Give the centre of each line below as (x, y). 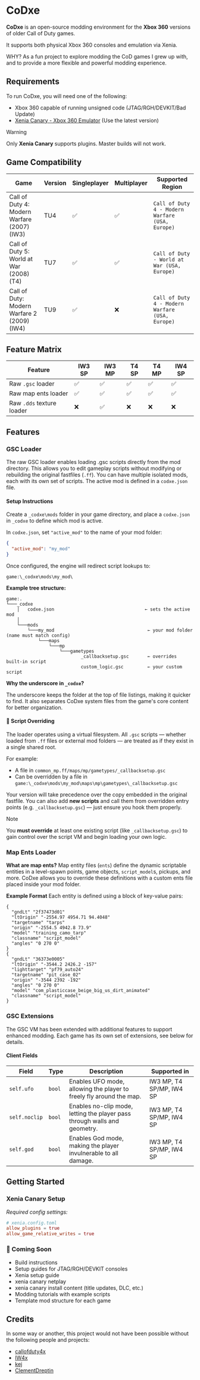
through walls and (94, 1121)
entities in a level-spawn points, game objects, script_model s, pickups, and (99, 872)
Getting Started (35, 1182)
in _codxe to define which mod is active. (54, 521)
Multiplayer (131, 183)
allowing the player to (99, 1089)
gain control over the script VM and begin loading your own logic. (86, 837)
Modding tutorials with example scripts (62, 1294)
